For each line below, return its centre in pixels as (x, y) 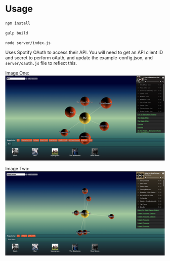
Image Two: (17, 168)
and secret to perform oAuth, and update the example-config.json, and (79, 58)
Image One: (17, 73)
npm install (18, 23)
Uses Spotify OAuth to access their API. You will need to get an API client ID (84, 52)
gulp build (17, 33)
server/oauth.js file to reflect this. (41, 63)
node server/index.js (28, 43)
